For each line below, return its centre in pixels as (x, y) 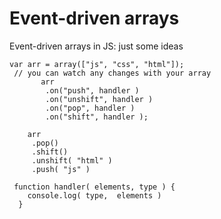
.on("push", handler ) (92, 90)
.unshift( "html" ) (72, 160)
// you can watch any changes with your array (112, 73)
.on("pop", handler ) (90, 108)
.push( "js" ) (61, 169)
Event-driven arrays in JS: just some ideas (96, 46)
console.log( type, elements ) (94, 195)
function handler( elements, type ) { (94, 187)
